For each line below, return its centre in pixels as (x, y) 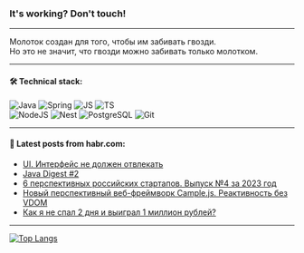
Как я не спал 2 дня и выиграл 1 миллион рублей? (119, 212)
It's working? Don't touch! (68, 14)
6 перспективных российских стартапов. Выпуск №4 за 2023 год (150, 183)
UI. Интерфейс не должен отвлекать (93, 164)
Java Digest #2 (51, 173)
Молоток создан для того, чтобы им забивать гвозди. (113, 42)
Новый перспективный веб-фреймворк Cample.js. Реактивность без (155, 192)
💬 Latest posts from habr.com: (67, 144)
